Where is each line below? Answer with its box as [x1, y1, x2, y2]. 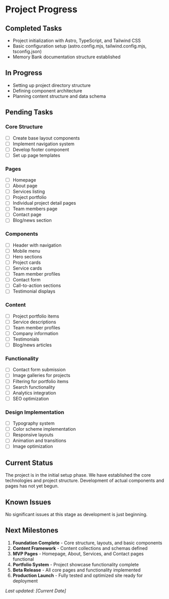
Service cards [12, 265, 42, 272]
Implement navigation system [12, 141, 75, 147]
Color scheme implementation [12, 426, 76, 432]
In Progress [5, 69, 42, 77]
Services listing [12, 188, 45, 195]
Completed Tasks [5, 24, 62, 33]
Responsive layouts [12, 432, 53, 438]
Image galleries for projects [12, 372, 70, 379]
